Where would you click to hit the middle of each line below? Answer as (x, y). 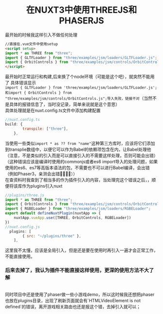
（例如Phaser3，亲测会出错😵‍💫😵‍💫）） (41, 174)
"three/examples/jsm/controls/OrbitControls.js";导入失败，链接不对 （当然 (79, 98)
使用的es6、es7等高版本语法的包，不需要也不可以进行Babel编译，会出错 (77, 167)
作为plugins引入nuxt (42, 186)
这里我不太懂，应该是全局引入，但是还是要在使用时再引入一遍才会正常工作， (81, 250)
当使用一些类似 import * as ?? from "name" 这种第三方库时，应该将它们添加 (80, 143)
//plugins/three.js (25, 195)
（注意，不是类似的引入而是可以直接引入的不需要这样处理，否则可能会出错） (81, 155)
